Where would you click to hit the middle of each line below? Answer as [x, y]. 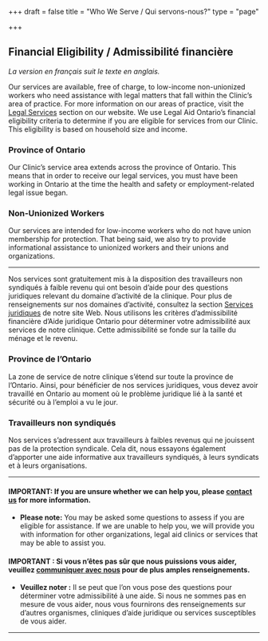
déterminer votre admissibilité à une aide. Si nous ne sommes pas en [133, 596]
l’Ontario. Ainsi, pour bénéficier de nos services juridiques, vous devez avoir [133, 385]
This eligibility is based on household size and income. [98, 129]
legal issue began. [38, 193]
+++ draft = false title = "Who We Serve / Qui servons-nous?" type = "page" [134, 12]
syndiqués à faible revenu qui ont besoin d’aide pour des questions [118, 287]
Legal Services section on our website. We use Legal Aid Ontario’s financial [132, 112]
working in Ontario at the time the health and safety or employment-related [132, 184]
